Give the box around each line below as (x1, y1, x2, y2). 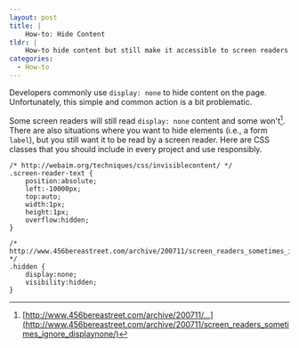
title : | (9, 21, 42, 30)
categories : (9, 54, 53, 63)
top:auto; (25, 192, 62, 201)
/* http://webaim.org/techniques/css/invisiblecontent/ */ (9, 161, 233, 170)
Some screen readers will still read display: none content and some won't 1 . (9, 113, 286, 125)
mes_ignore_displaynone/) (21, 328, 119, 339)
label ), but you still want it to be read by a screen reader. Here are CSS (9, 134, 270, 145)
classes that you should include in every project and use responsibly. (9, 143, 263, 154)
